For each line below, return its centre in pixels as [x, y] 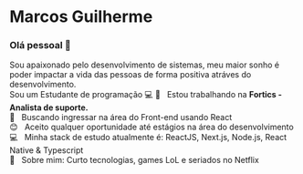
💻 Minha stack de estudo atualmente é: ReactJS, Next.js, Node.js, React [148, 138]
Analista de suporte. [49, 107]
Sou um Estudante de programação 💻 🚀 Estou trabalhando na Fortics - [146, 95]
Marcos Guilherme [81, 17]
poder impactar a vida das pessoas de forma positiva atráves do [131, 75]
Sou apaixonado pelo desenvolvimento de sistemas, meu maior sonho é [145, 65]
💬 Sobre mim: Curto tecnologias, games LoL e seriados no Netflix [135, 160]
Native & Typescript [47, 150]
